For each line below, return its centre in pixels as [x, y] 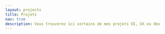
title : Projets [21, 14]
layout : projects [23, 10]
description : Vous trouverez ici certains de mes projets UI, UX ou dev [83, 24]
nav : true [16, 19]
